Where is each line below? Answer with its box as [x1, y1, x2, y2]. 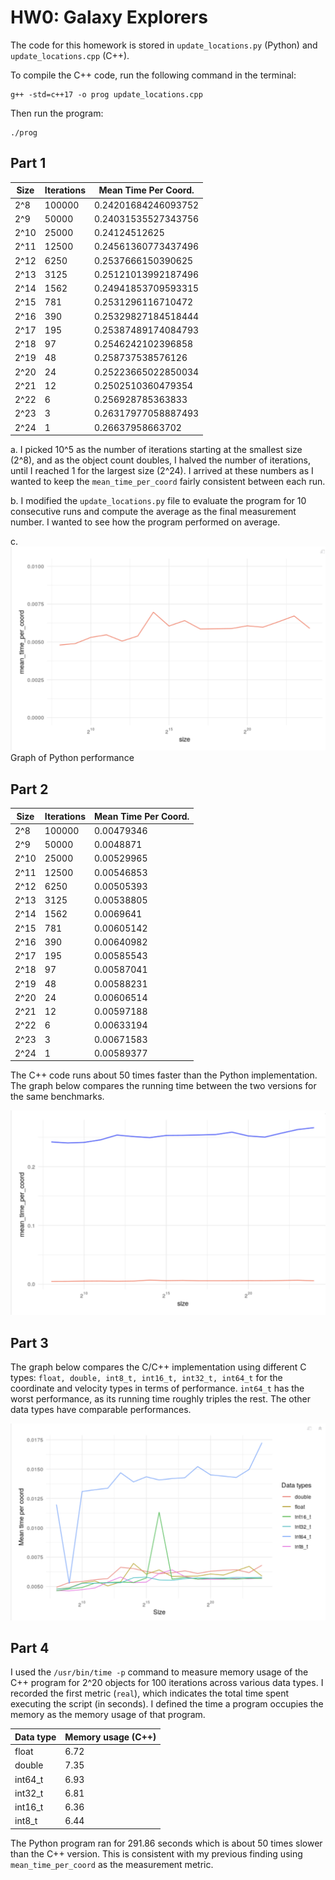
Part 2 [10, 781, 49, 798]
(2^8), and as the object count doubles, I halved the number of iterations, [10, 454, 311, 466]
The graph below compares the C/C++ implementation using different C [10, 1361, 307, 1373]
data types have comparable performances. [10, 1404, 192, 1415]
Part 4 [10, 1639, 50, 1656]
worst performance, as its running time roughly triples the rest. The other [10, 1393, 312, 1405]
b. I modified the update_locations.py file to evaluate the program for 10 [10, 495, 307, 506]
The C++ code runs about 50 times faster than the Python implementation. [10, 1069, 318, 1081]
